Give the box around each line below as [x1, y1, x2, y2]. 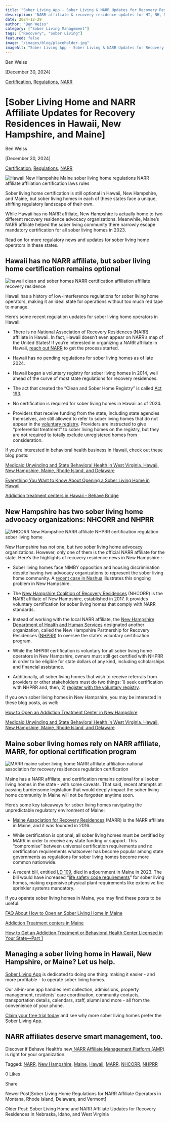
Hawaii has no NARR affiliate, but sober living [5, 256, 151, 265]
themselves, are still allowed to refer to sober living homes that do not [12, 416, 158, 422]
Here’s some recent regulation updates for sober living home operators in [5, 314, 158, 320]
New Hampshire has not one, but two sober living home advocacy [5, 544, 143, 550]
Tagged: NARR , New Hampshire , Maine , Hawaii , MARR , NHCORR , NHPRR [5, 1061, 158, 1067]
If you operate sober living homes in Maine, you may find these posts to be [5, 895, 161, 901]
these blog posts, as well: [5, 700, 58, 706]
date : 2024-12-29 [5, 17, 42, 22]
